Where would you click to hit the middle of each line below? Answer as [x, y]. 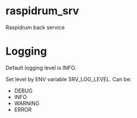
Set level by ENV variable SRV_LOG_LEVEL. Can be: [68, 79]
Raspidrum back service [35, 27]
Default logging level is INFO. [41, 68]
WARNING [27, 103]
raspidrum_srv [42, 11]
